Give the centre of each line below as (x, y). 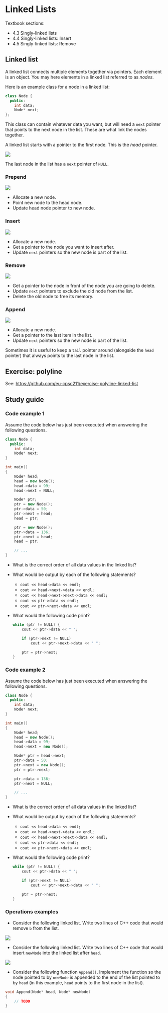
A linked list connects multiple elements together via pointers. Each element (83, 71)
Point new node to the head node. (47, 203)
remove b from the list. (36, 928)
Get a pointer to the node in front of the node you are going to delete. (84, 286)
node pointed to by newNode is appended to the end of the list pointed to (86, 977)
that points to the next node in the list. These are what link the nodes (76, 130)
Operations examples (32, 912)
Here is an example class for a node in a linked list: (57, 87)
